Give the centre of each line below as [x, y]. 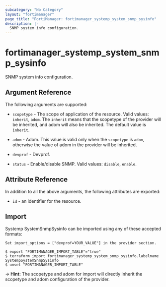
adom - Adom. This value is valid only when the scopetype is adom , [78, 139]
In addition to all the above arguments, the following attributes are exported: [83, 191]
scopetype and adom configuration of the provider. [58, 279]
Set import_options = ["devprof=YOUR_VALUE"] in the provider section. [81, 243]
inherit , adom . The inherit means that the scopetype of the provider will [87, 119]
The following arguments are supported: [46, 104]
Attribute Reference [37, 180]
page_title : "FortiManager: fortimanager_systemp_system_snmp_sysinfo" [81, 19]
